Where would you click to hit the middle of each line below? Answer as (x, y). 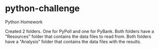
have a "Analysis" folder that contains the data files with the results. (73, 41)
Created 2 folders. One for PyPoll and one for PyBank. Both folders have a (79, 31)
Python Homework (24, 22)
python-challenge (42, 8)
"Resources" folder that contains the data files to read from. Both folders (78, 36)
